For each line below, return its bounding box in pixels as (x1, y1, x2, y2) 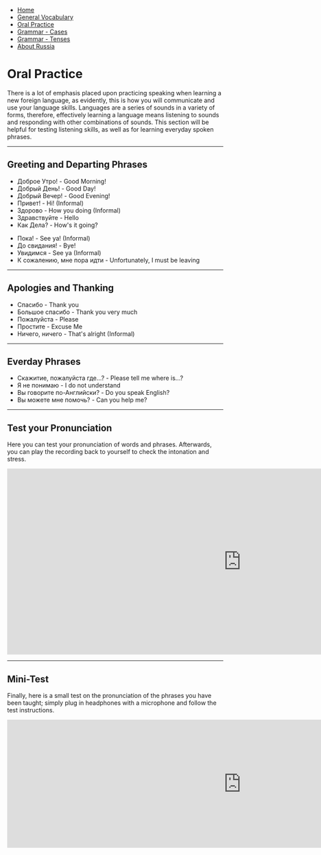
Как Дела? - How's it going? (16, 221, 98, 229)
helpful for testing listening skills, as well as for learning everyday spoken (7, 125, 214, 133)
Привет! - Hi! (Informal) (16, 199, 84, 207)
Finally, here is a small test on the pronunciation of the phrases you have (7, 692, 212, 699)
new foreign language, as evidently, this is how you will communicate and (7, 96, 215, 104)
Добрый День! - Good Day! (16, 184, 96, 193)
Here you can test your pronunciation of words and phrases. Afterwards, (7, 440, 213, 448)
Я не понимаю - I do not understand (16, 381, 121, 389)
